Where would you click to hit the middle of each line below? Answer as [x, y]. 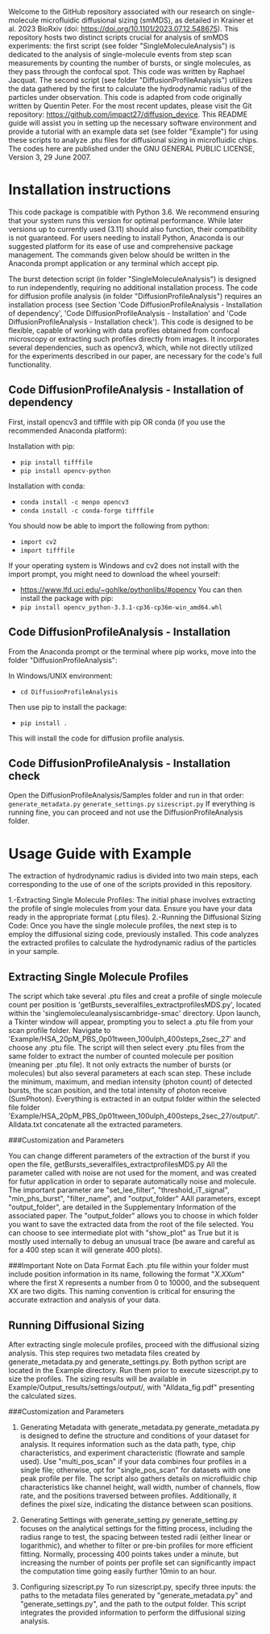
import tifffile [47, 550]
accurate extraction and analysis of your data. [85, 1300]
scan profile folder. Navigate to [60, 1031]
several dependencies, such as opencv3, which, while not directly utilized [131, 347]
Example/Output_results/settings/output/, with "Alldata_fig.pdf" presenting [132, 1387]
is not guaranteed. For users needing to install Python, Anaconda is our [126, 238]
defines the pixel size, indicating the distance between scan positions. [137, 1504]
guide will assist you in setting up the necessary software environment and [133, 123]
